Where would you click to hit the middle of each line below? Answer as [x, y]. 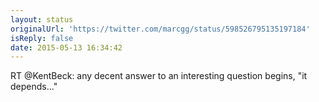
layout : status [42, 19]
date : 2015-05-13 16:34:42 [66, 47]
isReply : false [42, 38]
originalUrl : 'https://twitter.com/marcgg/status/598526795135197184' [160, 29]
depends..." [34, 87]
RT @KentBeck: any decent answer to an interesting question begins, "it [159, 76]
